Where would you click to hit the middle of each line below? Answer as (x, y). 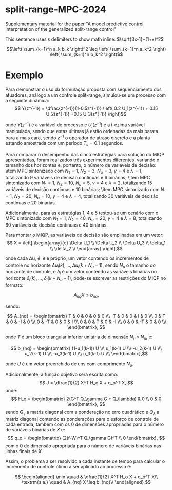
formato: (14, 285)
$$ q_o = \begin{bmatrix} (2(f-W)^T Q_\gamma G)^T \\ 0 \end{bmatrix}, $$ (86, 438)
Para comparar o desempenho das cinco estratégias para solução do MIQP (85, 154)
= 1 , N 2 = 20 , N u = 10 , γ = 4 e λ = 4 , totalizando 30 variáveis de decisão (82, 197)
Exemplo (24, 75)
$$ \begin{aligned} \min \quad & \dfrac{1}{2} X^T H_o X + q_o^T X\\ (86, 477)
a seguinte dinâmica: (27, 100)
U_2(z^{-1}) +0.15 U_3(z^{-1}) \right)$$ (86, 114)
